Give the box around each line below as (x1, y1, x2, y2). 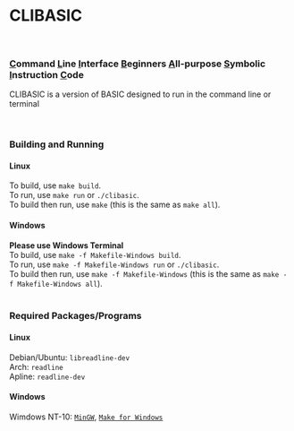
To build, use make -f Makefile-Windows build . (9, 249, 181, 260)
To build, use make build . (9, 180, 101, 191)
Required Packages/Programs (9, 310, 142, 323)
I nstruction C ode (9, 68, 85, 81)
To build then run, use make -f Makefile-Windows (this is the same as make (9, 268, 280, 279)
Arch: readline (9, 361, 64, 372)
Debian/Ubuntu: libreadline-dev (9, 351, 130, 363)
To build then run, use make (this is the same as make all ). (9, 199, 221, 211)
